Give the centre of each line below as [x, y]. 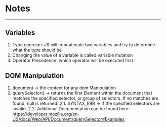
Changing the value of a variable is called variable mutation [73, 55]
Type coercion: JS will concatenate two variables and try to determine [83, 44]
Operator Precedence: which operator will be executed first [73, 60]
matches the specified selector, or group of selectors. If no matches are [85, 98]
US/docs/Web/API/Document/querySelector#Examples [68, 119]
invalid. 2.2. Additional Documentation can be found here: [71, 108]
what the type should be [37, 50]
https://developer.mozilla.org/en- [46, 114]
